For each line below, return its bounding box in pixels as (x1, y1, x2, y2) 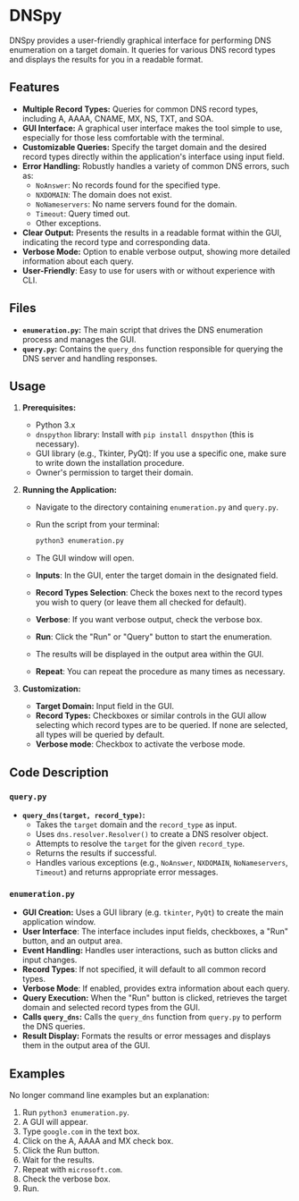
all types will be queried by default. (35, 730, 165, 740)
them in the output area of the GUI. (21, 1040, 151, 1051)
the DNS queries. (21, 1021, 86, 1032)
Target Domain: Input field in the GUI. (35, 701, 175, 712)
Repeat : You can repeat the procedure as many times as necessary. (35, 666, 286, 677)
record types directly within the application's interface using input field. (21, 151, 286, 162)
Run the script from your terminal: (35, 520, 160, 530)
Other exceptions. (35, 217, 102, 228)
